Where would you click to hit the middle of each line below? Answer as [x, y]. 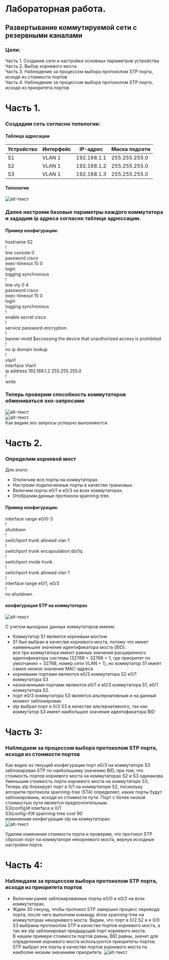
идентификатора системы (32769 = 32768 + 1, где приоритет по [81, 658]
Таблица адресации [27, 136]
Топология [17, 188]
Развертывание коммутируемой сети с [71, 28]
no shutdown [19, 594]
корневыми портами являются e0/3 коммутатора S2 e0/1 [74, 674]
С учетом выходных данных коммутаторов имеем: [60, 626]
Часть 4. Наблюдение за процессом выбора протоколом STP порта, [79, 82]
